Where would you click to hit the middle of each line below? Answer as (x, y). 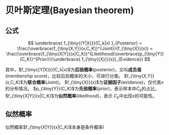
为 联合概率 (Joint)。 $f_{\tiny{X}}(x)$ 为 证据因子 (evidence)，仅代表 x (93, 82)
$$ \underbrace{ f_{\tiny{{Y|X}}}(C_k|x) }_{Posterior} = (85, 43)
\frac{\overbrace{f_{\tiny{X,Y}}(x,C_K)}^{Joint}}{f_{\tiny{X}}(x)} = (85, 48)
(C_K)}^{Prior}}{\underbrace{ (50, 59)
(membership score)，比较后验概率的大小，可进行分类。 (64, 76)
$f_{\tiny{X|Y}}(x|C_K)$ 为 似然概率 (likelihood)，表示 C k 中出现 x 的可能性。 (81, 96)
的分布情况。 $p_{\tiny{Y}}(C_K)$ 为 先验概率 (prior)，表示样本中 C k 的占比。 (82, 89)
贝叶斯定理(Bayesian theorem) (70, 10)
